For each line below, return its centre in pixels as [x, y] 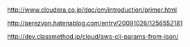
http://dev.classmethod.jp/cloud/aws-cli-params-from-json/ [93, 37]
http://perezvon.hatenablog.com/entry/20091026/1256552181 [95, 23]
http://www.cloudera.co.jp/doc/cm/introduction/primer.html [92, 10]
